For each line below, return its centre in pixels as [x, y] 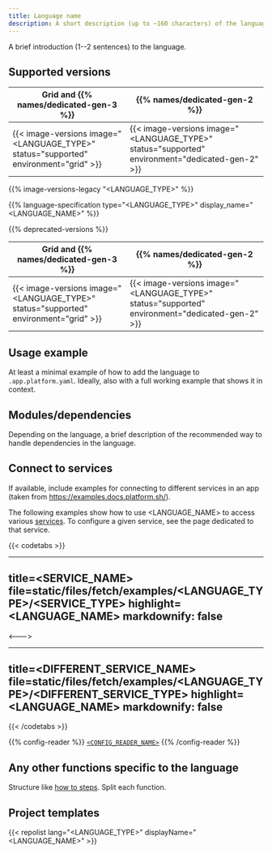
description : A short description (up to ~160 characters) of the [123, 24]
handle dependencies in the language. [72, 443]
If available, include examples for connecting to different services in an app [134, 488]
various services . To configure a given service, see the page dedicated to [131, 521]
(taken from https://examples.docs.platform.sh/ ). [90, 496]
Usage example [49, 352]
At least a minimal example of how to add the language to [104, 372]
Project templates [54, 813]
